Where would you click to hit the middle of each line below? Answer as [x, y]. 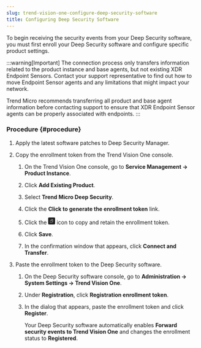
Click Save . [39, 234]
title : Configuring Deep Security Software [63, 19]
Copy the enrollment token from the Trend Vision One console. [94, 155]
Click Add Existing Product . [60, 185]
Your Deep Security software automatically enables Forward [101, 325]
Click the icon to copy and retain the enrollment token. [97, 222]
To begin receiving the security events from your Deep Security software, [99, 37]
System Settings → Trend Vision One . [73, 283]
